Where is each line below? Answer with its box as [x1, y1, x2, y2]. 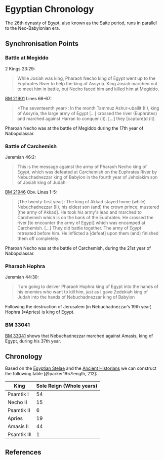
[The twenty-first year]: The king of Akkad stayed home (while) [17, 198, 146, 204]
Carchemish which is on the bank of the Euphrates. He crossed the [17, 214, 154, 220]
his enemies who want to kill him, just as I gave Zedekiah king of [17, 289, 148, 295]
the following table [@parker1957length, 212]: [5, 371, 98, 377]
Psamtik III [7, 431, 32, 438]
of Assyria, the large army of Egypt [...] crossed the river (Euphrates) [17, 110, 157, 116]
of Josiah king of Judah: [17, 179, 67, 185]
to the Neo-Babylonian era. [5, 25, 60, 31]
